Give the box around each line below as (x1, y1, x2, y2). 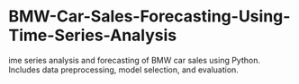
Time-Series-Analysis (8, 25, 177, 46)
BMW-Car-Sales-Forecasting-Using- (8, 6, 291, 27)
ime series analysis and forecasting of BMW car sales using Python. (8, 55, 260, 65)
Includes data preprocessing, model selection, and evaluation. (8, 64, 240, 75)
